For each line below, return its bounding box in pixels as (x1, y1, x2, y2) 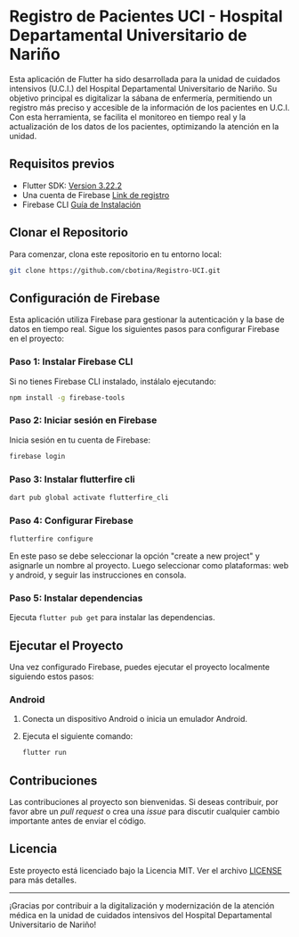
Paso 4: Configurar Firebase (9, 514, 133, 527)
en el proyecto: (9, 333, 65, 344)
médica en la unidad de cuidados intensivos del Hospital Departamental (9, 909, 272, 920)
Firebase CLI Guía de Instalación (21, 199, 141, 210)
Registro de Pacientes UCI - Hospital (9, 6, 283, 27)
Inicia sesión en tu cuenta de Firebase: (9, 435, 151, 445)
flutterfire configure (9, 535, 93, 543)
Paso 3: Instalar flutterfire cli (9, 473, 135, 485)
